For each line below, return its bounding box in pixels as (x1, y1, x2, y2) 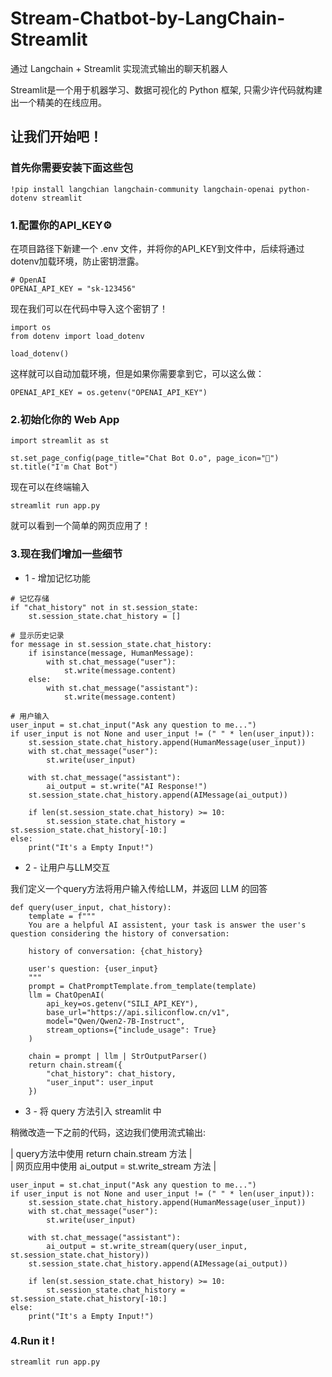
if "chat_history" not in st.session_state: (10, 602, 199, 612)
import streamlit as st (10, 436, 110, 446)
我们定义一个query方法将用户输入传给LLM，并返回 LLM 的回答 (10, 882, 268, 894)
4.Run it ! (10, 1334, 55, 1348)
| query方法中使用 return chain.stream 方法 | (10, 1147, 193, 1159)
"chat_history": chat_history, (46, 1068, 177, 1079)
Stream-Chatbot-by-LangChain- (10, 7, 286, 30)
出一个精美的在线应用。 (10, 96, 107, 108)
